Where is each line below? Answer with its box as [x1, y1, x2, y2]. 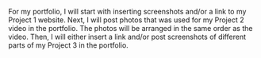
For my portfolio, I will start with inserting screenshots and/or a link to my [8, 7, 247, 16]
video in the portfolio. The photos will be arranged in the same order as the [8, 24, 253, 33]
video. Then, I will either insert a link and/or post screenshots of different [8, 32, 246, 41]
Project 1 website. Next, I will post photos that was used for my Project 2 [8, 15, 244, 25]
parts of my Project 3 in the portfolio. [8, 41, 129, 50]
